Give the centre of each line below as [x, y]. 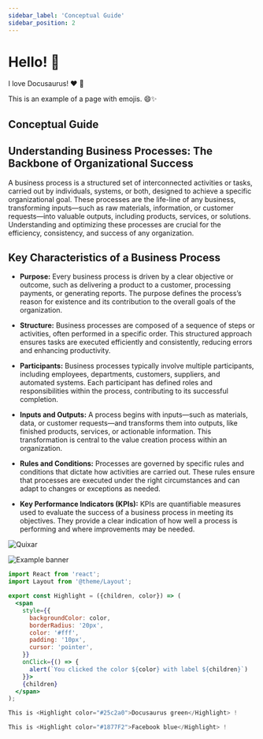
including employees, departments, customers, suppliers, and [120, 374]
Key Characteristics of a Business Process [114, 258]
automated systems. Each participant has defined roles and [116, 383]
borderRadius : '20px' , [66, 625]
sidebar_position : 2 [42, 23]
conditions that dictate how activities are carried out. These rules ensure [137, 472]
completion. [39, 400]
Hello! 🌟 [34, 62]
